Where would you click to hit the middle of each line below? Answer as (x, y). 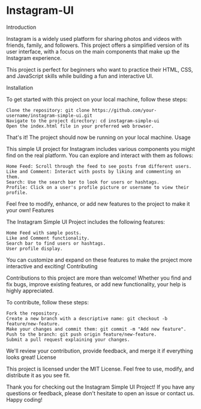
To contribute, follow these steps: (47, 302)
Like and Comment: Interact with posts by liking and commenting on (94, 171)
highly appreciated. (30, 291)
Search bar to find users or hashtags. (56, 243)
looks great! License (31, 357)
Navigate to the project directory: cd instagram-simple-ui (83, 121)
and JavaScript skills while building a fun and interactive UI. (80, 76)
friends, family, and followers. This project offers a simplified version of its (98, 45)
